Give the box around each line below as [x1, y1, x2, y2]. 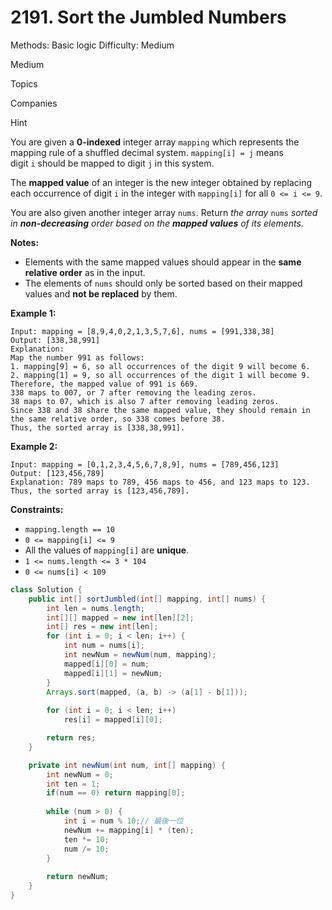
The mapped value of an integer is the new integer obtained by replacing [10, 176, 313, 188]
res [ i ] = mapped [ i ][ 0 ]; [63, 715, 163, 725]
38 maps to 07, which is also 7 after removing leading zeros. [10, 396, 280, 406]
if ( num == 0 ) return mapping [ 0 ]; [46, 788, 186, 798]
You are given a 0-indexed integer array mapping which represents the [10, 136, 300, 148]
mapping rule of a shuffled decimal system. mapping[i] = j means [10, 146, 284, 158]
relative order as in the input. [24, 266, 146, 278]
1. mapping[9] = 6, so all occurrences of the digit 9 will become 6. [10, 361, 311, 371]
